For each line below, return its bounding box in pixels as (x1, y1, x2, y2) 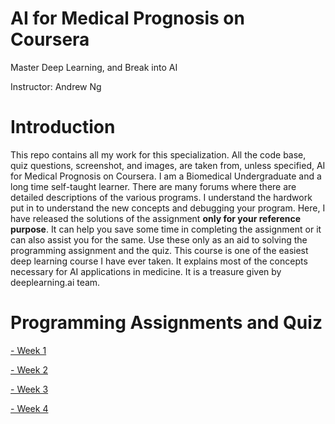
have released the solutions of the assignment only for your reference (10, 212, 302, 224)
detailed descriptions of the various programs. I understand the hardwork (10, 191, 313, 203)
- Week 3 (10, 383, 49, 395)
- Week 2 (10, 363, 48, 376)
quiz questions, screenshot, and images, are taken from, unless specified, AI (10, 159, 326, 171)
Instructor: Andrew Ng (10, 80, 102, 92)
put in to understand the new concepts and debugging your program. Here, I (10, 202, 326, 214)
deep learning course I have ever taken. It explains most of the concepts (10, 255, 308, 267)
